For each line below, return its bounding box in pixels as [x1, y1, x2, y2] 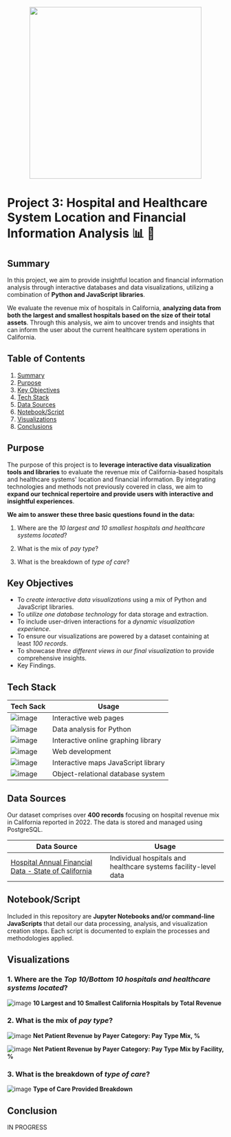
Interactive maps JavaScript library [52, 758, 165, 768]
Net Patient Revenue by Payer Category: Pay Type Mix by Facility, [33, 1045, 224, 1053]
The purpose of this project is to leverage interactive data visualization [7, 461, 212, 469]
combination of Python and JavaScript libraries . [7, 291, 146, 298]
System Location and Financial [7, 210, 186, 225]
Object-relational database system [52, 769, 165, 779]
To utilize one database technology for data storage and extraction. [16, 610, 208, 619]
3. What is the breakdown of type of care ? [7, 1069, 151, 1079]
